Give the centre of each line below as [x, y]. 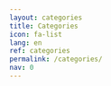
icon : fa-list [36, 34]
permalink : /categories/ [56, 59]
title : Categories [44, 26]
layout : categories [46, 17]
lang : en [26, 43]
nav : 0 [22, 68]
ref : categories [40, 51]
